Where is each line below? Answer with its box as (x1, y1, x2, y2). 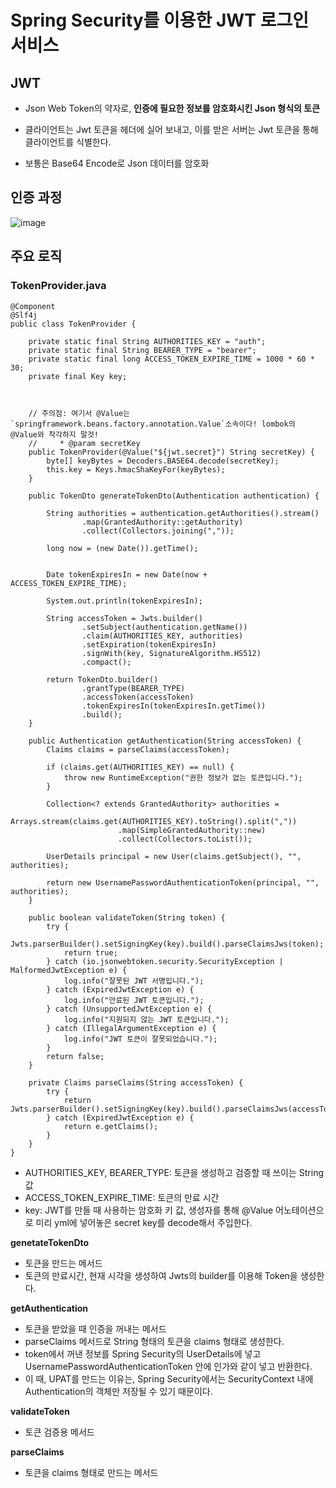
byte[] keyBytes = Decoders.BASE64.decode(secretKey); (46, 456, 280, 466)
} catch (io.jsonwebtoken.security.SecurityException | (46, 956, 284, 966)
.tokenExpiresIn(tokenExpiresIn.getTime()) (81, 701, 267, 711)
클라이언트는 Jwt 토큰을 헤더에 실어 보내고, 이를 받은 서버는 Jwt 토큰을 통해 (24, 124, 319, 135)
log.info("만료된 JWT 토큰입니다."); (63, 995, 205, 1005)
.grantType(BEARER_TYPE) (81, 683, 186, 693)
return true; (63, 947, 118, 958)
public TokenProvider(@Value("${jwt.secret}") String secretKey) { (28, 447, 315, 457)
